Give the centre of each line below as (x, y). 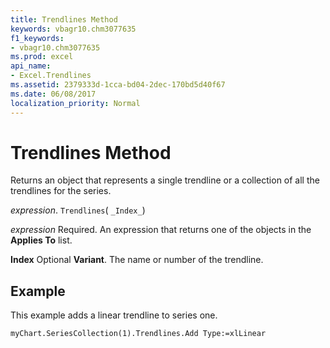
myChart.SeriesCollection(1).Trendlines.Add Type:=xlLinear (138, 334)
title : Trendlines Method (64, 19)
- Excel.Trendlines (51, 76)
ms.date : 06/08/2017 (53, 94)
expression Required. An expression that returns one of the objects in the (161, 230)
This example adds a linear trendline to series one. (114, 315)
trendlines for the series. (61, 191)
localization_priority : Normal (75, 103)
